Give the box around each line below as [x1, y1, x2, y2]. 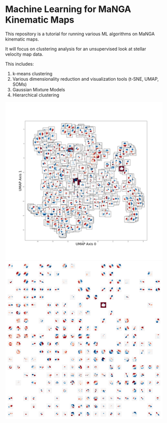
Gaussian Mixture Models [12, 86, 65, 92]
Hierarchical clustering [12, 92, 59, 98]
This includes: [5, 61, 34, 67]
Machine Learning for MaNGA [5, 4, 131, 15]
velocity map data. [5, 51, 43, 57]
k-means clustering [12, 70, 52, 76]
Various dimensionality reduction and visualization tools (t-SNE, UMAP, [12, 76, 159, 82]
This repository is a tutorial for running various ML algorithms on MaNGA [5, 31, 155, 37]
